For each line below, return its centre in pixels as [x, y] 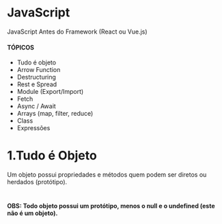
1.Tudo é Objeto [52, 156]
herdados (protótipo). [37, 182]
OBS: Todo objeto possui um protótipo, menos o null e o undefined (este [111, 206]
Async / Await [36, 106]
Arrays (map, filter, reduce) [55, 114]
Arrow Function [39, 70]
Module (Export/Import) [50, 92]
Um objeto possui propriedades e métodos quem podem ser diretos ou [107, 175]
